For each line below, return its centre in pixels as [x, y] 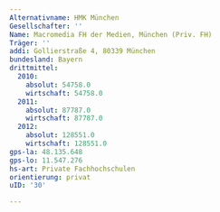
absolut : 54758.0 [58, 85]
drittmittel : [34, 69]
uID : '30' [28, 186]
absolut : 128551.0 [60, 135]
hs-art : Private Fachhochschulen [72, 169]
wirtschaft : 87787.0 [64, 118]
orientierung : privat [50, 177]
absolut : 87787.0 [58, 110]
